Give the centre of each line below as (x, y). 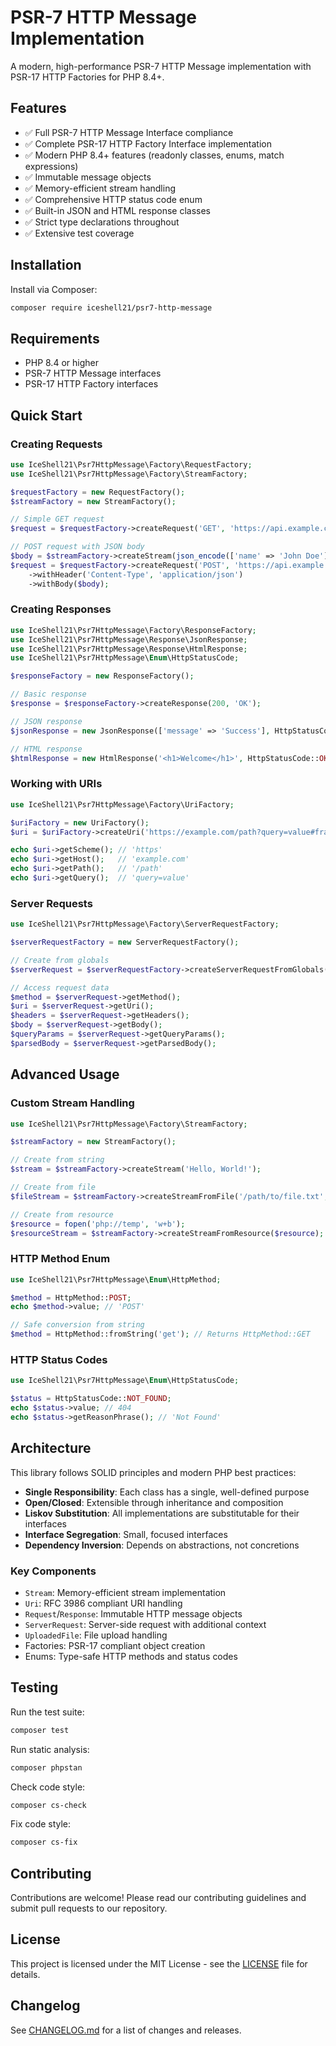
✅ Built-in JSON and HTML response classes (117, 210)
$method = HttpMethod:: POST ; (71, 1297)
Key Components (53, 1571)
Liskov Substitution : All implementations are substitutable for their (162, 1513)
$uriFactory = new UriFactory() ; (80, 822)
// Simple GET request (57, 519)
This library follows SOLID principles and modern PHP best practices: (153, 1472)
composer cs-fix (44, 1842)
